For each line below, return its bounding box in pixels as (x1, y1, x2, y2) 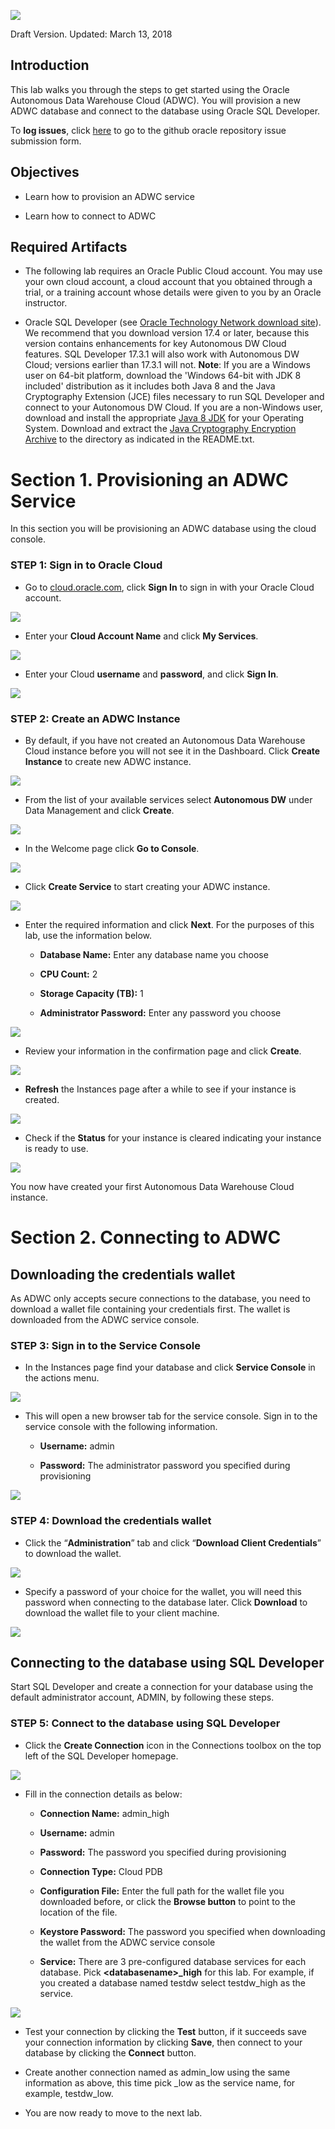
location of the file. (39, 1906, 118, 1918)
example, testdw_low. (24, 2087, 114, 2099)
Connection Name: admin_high (39, 1807, 170, 1819)
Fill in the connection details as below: (24, 1788, 183, 1800)
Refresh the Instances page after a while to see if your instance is (24, 1083, 297, 1095)
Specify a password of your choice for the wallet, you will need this (24, 1585, 302, 1597)
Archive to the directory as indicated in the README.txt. (24, 433, 255, 445)
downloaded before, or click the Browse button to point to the (39, 1895, 296, 1907)
